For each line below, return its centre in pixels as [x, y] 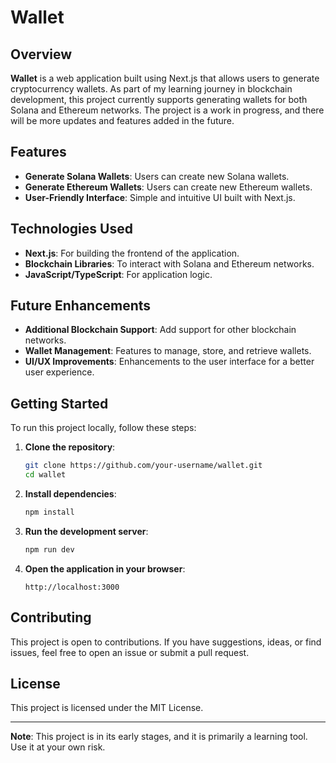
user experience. [59, 372]
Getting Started [59, 403]
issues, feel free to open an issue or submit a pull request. [130, 652]
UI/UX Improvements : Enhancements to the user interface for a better [169, 362]
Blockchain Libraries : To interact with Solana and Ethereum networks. [169, 263]
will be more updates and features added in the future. [122, 120]
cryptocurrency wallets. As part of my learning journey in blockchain [151, 89]
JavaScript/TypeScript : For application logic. [118, 274]
